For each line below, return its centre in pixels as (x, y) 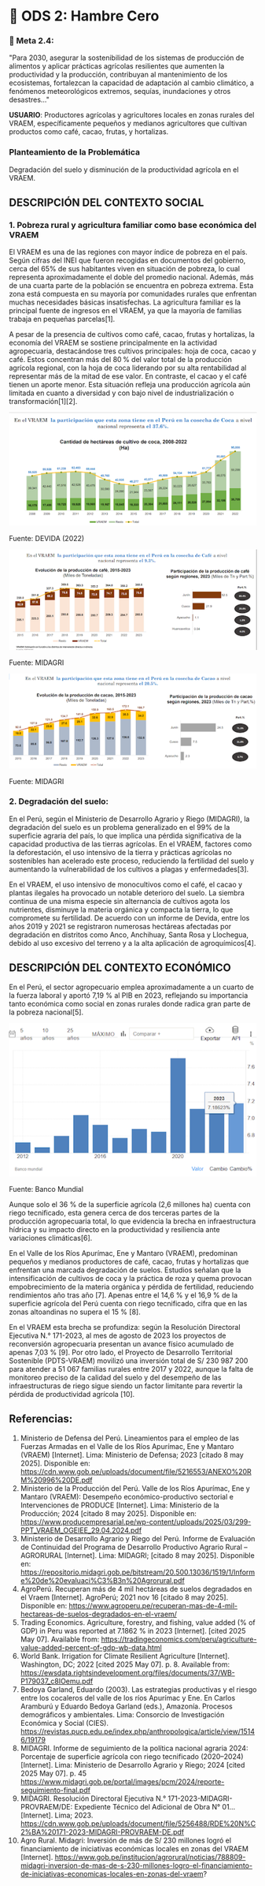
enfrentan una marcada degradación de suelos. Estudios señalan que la (125, 1270)
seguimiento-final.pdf (55, 1790)
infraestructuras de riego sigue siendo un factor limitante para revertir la (126, 1386)
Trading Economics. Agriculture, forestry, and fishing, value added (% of (138, 1622)
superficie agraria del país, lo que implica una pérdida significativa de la (125, 835)
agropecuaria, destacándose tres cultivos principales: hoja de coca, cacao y (132, 351)
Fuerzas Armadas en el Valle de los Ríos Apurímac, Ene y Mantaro (127, 1446)
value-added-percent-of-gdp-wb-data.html (91, 1647)
